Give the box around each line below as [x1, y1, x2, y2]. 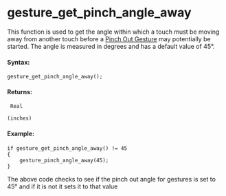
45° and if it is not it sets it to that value [7, 182, 118, 190]
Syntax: [7, 58, 30, 66]
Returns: [7, 87, 33, 96]
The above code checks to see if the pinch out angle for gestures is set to [7, 175, 216, 183]
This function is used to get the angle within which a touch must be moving [7, 28, 220, 36]
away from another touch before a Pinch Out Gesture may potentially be [7, 34, 211, 43]
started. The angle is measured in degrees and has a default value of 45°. [7, 42, 215, 50]
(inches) [7, 115, 32, 122]
